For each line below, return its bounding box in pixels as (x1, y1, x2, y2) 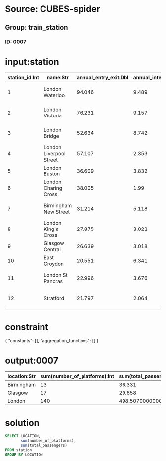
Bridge (43, 133, 59, 140)
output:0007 (5, 355, 58, 366)
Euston (43, 171, 60, 177)
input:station (5, 56, 59, 67)
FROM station (5, 447, 32, 452)
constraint (5, 321, 48, 333)
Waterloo (43, 92, 65, 99)
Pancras (43, 278, 63, 285)
